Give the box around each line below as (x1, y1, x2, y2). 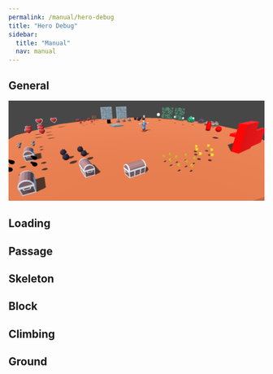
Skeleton (8, 272, 54, 285)
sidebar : (8, 30, 38, 38)
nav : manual (15, 47, 57, 56)
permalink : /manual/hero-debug (8, 13, 115, 21)
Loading (8, 216, 51, 231)
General (8, 78, 50, 93)
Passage (8, 244, 54, 258)
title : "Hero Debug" (8, 21, 79, 30)
